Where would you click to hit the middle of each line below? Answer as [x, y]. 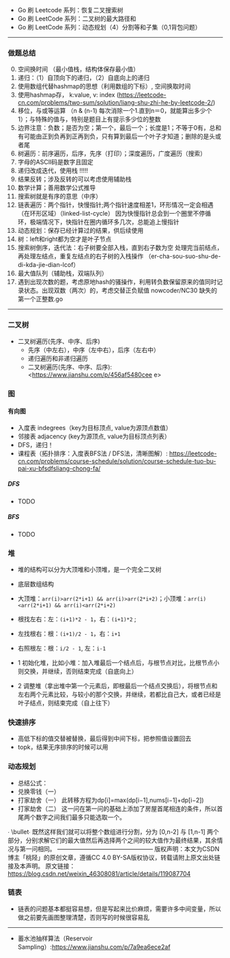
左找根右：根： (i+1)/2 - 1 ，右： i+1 [69, 633]
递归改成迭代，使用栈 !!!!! [53, 171]
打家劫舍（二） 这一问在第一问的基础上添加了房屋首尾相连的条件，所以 [117, 808]
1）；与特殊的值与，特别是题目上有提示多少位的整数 [89, 119]
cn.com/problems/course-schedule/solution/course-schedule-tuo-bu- [117, 461]
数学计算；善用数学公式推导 [57, 188]
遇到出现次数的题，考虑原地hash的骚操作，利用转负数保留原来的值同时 [117, 282]
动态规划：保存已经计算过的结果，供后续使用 [81, 231]
